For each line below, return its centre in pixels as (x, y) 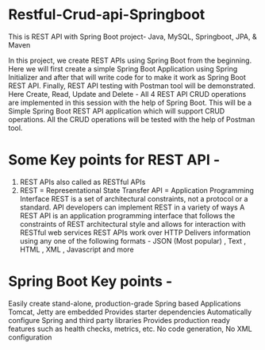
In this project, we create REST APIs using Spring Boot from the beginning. (130, 60)
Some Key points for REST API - (114, 160)
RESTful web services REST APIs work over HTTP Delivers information (135, 233)
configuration (30, 337)
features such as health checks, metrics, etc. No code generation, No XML (130, 329)
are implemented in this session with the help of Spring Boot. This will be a (130, 102)
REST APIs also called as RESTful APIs (83, 182)
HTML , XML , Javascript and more (77, 249)
